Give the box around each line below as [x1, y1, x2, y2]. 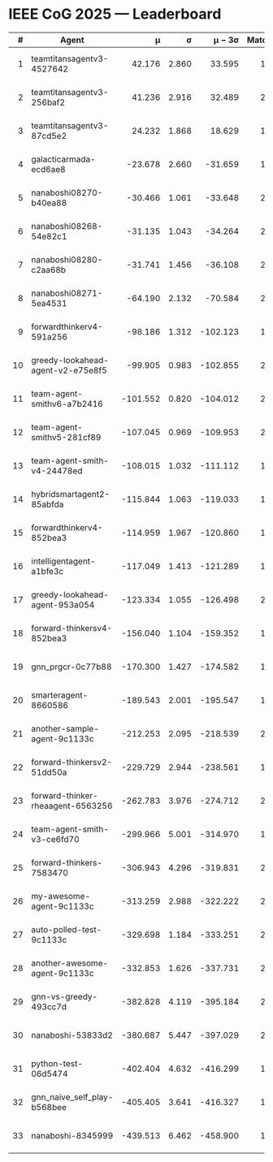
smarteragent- [31, 689, 89, 701]
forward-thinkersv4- [31, 622, 112, 633]
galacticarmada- [31, 153, 96, 165]
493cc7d [31, 1000, 67, 1012]
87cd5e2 [31, 130, 67, 141]
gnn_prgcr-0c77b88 [31, 661, 112, 672]
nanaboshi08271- [31, 287, 103, 299]
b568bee [31, 1101, 67, 1112]
